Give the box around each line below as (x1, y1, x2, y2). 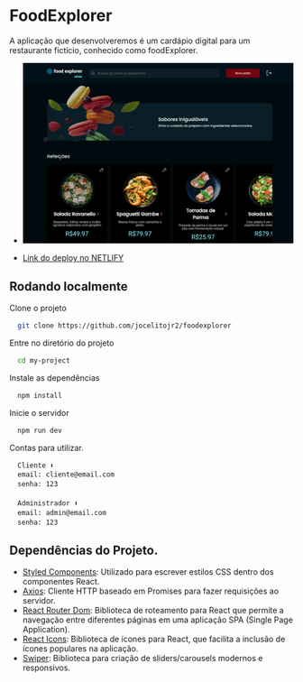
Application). (22, 624, 70, 635)
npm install (17, 391, 63, 400)
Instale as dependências (9, 372, 100, 383)
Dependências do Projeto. (9, 543, 159, 558)
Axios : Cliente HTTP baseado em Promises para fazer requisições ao (22, 585, 280, 596)
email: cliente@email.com (17, 470, 115, 479)
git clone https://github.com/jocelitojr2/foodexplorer (17, 321, 232, 330)
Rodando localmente (9, 279, 128, 294)
